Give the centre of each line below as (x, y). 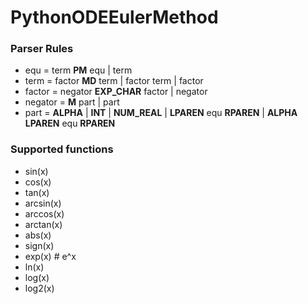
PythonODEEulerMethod (114, 17)
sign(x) (39, 245)
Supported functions (62, 149)
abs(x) (38, 235)
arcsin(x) (43, 203)
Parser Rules (42, 49)
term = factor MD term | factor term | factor (114, 81)
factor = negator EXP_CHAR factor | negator (116, 92)
